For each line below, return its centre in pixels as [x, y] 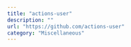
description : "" [30, 20]
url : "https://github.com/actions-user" [66, 26]
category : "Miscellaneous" [46, 33]
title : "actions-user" [40, 13]
